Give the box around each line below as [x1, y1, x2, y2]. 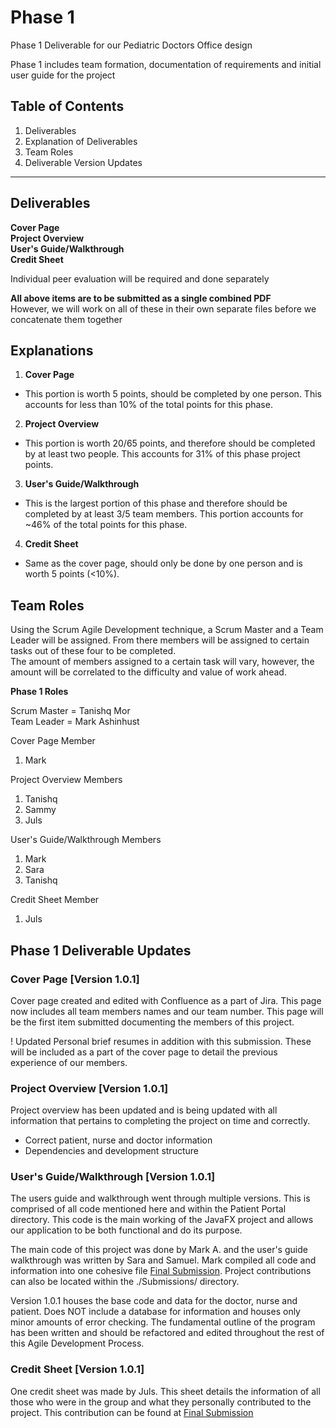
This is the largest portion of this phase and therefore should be [24, 497, 288, 510]
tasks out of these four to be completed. [10, 645, 177, 657]
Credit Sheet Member [10, 894, 100, 906]
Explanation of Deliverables [24, 135, 138, 147]
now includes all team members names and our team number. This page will [10, 1005, 324, 1017]
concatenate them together [10, 313, 123, 325]
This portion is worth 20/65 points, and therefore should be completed [24, 437, 316, 450]
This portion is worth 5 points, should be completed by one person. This [24, 388, 322, 400]
